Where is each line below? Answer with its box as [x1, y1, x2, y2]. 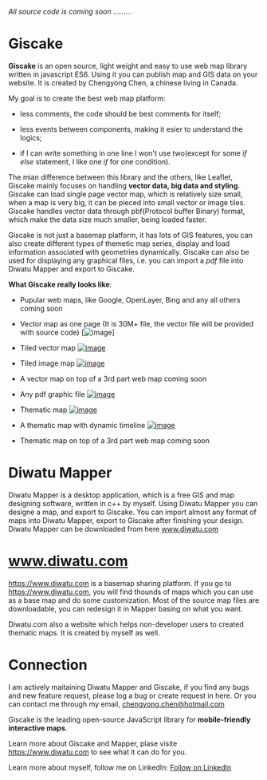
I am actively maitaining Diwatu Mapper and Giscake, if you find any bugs [8, 682, 249, 691]
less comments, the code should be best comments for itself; [19, 109, 222, 118]
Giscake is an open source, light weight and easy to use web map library [8, 61, 248, 70]
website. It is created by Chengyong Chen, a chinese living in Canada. [8, 77, 238, 87]
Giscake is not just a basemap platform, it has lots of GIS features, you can [8, 230, 253, 240]
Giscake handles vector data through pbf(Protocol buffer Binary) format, [8, 206, 245, 216]
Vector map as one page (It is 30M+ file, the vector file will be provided [19, 319, 253, 328]
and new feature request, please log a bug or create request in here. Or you [8, 691, 257, 700]
